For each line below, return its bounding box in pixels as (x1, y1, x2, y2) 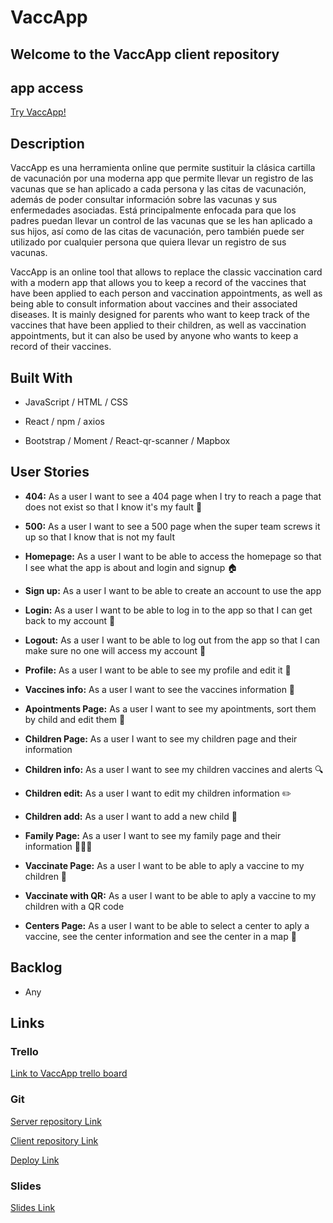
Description (10, 135, 85, 152)
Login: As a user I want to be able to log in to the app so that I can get (24, 604, 313, 616)
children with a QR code (24, 900, 125, 912)
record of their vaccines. (10, 341, 112, 353)
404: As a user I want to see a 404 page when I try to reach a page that (24, 490, 322, 502)
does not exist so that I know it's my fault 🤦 (24, 501, 203, 513)
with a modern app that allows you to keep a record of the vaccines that (10, 277, 307, 289)
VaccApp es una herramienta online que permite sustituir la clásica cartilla (10, 162, 316, 174)
